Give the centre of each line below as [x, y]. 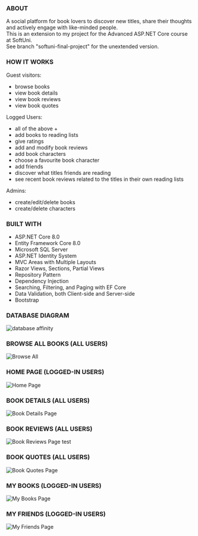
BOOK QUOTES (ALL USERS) [48, 457]
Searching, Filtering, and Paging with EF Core [70, 287]
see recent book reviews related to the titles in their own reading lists [99, 179]
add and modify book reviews [51, 148]
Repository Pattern [38, 274]
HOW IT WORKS [30, 62]
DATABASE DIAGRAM [38, 315]
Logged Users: [24, 117]
